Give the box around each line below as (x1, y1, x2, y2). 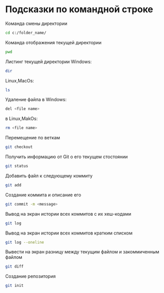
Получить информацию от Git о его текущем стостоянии (5, 154, 128, 160)
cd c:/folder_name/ (5, 30, 47, 35)
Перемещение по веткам (5, 135, 60, 141)
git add (5, 182, 22, 188)
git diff (5, 264, 24, 269)
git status (5, 164, 28, 169)
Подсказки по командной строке (5, 4, 153, 15)
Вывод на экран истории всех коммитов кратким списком (5, 230, 133, 236)
